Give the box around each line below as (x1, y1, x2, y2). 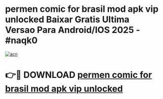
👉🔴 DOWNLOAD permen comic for (5, 69, 152, 81)
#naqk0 (5, 35, 38, 46)
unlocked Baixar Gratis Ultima (5, 14, 130, 25)
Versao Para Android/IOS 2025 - (5, 25, 140, 35)
